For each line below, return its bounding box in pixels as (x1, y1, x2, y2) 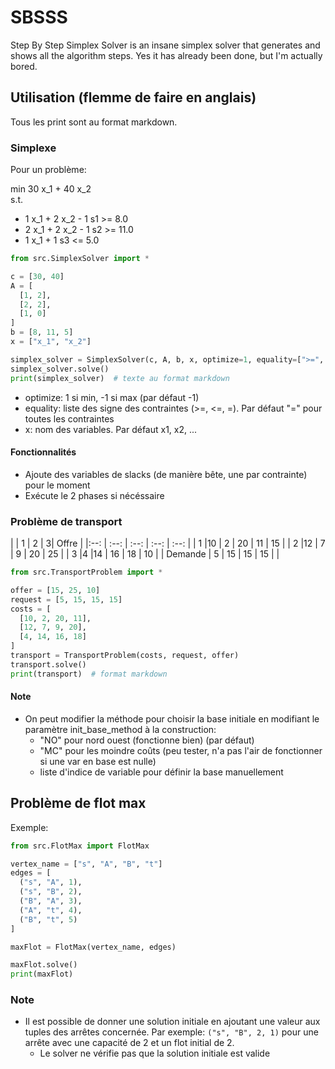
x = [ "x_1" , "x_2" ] (10, 337, 92, 347)
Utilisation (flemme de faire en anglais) (10, 89, 257, 106)
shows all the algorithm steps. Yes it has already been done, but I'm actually (10, 49, 323, 61)
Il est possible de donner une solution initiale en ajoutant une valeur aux (24, 1016, 321, 1028)
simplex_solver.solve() (10, 364, 110, 374)
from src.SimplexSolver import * (10, 254, 150, 264)
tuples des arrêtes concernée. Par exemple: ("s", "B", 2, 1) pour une (24, 1026, 319, 1038)
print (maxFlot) (10, 969, 74, 980)
